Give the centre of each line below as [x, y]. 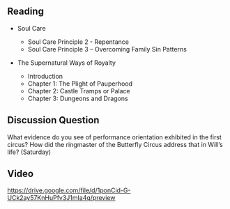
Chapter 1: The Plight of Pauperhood [80, 84]
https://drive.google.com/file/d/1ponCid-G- [69, 190]
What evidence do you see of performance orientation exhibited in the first [114, 137]
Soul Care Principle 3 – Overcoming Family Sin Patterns [107, 49]
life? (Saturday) [29, 152]
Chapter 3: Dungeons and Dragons [78, 98]
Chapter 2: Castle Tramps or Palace [79, 91]
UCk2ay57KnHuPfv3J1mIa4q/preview [61, 198]
